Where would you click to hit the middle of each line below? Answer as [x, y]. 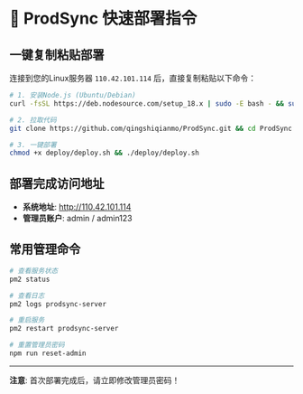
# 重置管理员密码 [37, 345]
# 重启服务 [27, 320]
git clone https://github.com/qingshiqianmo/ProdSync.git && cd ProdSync [151, 128]
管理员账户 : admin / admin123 [77, 219]
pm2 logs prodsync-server [58, 304]
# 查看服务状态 [34, 271]
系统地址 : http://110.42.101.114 [77, 207]
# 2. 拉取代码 [33, 120]
